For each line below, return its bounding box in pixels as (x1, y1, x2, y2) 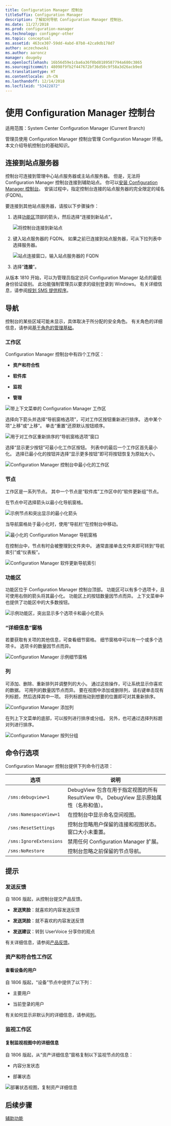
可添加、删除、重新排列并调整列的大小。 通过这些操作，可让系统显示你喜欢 (5, 681, 163, 687)
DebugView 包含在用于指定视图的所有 (67, 786, 158, 793)
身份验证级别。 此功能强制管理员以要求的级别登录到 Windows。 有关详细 (5, 281, 158, 287)
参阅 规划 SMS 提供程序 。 (18, 287, 71, 294)
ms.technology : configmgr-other (5, 31, 74, 36)
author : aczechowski (5, 45, 49, 51)
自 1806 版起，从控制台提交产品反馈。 (5, 896, 85, 902)
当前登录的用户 (12, 1001, 44, 1007)
